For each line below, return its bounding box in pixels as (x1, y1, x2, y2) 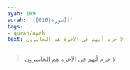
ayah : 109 (7, 10, 36, 17)
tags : (7, 23, 23, 30)
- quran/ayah (7, 29, 45, 37)
